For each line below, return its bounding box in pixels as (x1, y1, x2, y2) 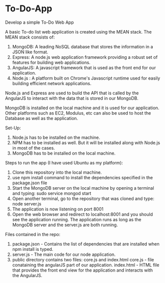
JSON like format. (12, 49, 48, 55)
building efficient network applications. (12, 80, 92, 86)
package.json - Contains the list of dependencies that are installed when (12, 241, 160, 247)
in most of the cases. (12, 145, 55, 151)
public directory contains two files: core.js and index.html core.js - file (12, 256, 154, 262)
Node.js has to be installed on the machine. (12, 134, 100, 140)
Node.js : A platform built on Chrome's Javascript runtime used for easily (12, 75, 161, 81)
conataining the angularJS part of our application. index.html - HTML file (12, 262, 160, 268)
